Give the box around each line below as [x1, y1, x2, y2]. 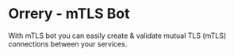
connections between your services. [8, 39, 128, 48]
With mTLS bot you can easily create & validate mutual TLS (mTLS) [8, 31, 227, 40]
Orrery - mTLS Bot [8, 5, 130, 23]
